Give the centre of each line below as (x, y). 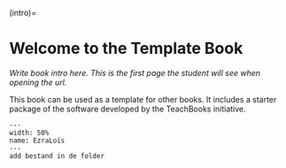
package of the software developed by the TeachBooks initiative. (128, 109)
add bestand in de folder (57, 156)
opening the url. (38, 82)
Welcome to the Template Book (126, 49)
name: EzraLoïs (37, 141)
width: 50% (29, 133)
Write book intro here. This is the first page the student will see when (135, 73)
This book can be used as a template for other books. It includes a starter (143, 99)
